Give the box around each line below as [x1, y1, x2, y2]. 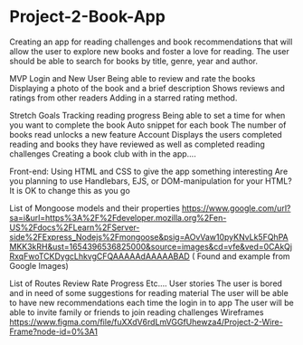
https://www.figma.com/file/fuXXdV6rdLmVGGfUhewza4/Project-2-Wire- [9, 316, 283, 327]
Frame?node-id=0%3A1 [9, 326, 98, 337]
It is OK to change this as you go [9, 185, 131, 196]
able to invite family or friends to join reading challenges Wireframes [9, 306, 264, 318]
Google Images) [9, 260, 70, 271]
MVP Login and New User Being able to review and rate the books [9, 72, 256, 83]
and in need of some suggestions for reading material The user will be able [9, 287, 289, 298]
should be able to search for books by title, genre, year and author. [9, 55, 258, 66]
